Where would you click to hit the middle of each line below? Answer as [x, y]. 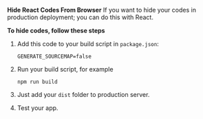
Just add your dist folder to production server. [83, 95]
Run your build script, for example [65, 69]
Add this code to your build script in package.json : [88, 44]
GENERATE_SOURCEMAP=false [54, 56]
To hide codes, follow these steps [56, 31]
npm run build [37, 82]
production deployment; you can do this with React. [80, 17]
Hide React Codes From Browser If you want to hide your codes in [101, 10]
